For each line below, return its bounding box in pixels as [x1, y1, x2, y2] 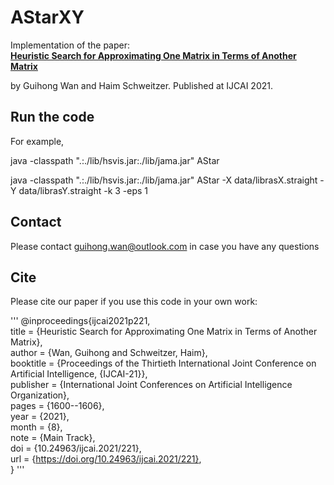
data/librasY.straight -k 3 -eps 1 [18, 184, 149, 196]
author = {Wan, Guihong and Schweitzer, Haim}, [10, 347, 208, 359]
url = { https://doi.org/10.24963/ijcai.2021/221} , [10, 453, 202, 465]
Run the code [10, 109, 95, 126]
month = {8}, [10, 421, 63, 433]
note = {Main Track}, [10, 432, 96, 444]
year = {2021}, [10, 411, 70, 423]
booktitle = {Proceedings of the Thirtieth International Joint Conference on [10, 357, 317, 370]
